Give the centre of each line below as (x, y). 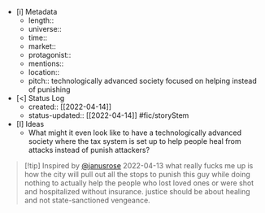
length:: (41, 20)
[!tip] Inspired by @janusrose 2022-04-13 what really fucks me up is (139, 165)
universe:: (45, 29)
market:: (42, 46)
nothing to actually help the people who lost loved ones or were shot (139, 183)
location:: (44, 72)
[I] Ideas (30, 124)
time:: (38, 37)
